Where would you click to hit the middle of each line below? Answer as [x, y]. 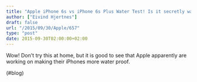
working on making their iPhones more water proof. [68, 61]
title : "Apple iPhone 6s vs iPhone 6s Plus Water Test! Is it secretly [95, 11]
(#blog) [15, 73]
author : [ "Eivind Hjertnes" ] [42, 17]
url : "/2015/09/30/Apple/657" [43, 28]
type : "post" [22, 33]
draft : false [22, 22]
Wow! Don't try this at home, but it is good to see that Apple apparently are [96, 55]
